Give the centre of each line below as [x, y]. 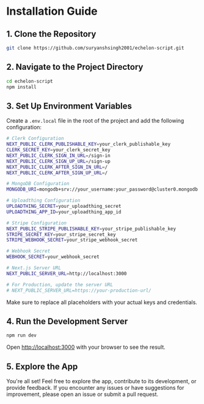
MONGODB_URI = [23, 189]
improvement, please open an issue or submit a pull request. [82, 394]
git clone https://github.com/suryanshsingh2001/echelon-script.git [95, 48]
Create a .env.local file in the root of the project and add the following [95, 121]
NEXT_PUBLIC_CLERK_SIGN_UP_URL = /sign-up [59, 161]
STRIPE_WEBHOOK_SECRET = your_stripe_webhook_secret [72, 240]
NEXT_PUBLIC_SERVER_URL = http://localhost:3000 [67, 273]
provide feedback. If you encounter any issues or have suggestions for [95, 388]
